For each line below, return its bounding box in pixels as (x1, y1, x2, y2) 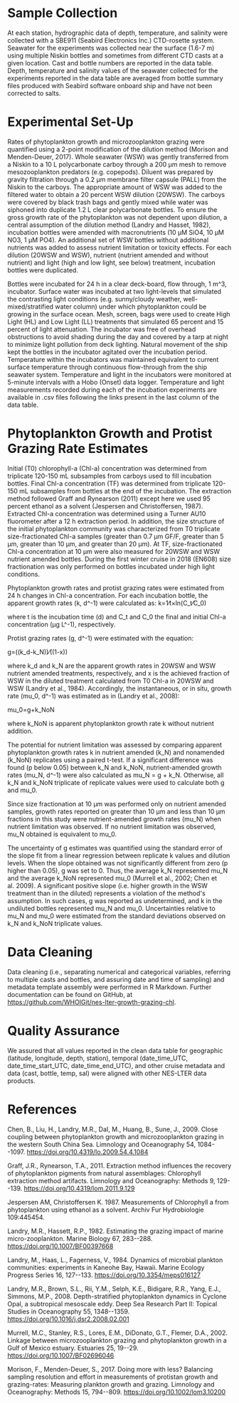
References (7, 1101, 77, 1117)
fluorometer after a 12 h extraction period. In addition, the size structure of (7, 517, 225, 526)
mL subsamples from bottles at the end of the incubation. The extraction (18, 486, 232, 495)
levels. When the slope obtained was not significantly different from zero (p (7, 858, 228, 867)
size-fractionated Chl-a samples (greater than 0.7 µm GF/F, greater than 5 (7, 532, 224, 540)
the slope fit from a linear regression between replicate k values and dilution (7, 851, 230, 860)
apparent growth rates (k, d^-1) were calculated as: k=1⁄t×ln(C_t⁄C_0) (7, 599, 207, 607)
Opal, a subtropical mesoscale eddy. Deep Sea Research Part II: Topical (7, 1299, 218, 1308)
